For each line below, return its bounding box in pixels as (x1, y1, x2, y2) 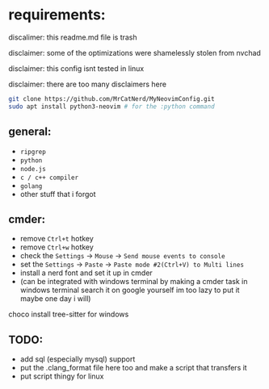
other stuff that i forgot (19, 189, 96, 199)
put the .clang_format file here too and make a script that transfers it (19, 363, 248, 373)
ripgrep (19, 148, 46, 156)
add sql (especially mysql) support (19, 354, 136, 364)
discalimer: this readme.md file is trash (8, 32, 137, 42)
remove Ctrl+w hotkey (19, 242, 95, 252)
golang (19, 182, 43, 190)
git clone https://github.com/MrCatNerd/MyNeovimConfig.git (8, 94, 216, 102)
